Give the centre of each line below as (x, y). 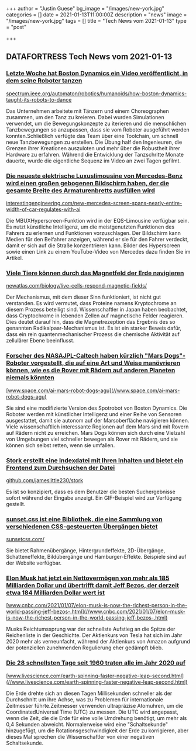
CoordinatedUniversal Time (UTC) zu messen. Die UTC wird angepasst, (92, 712)
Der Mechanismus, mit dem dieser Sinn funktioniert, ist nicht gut (84, 297)
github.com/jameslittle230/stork (45, 480)
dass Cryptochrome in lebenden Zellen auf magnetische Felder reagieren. (95, 316)
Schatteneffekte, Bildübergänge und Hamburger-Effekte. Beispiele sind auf (96, 557)
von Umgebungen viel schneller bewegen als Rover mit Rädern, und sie (92, 439)
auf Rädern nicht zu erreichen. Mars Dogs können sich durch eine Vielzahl (96, 432)
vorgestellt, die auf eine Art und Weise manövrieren (106, 363)
